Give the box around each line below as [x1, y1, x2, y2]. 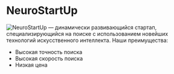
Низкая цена [14, 61, 48, 69]
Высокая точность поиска [14, 48, 83, 55]
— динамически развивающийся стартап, [48, 24, 157, 31]
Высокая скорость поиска [14, 55, 83, 62]
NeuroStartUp [6, 4, 78, 18]
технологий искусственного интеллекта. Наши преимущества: [6, 36, 169, 44]
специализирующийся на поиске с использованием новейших [6, 30, 169, 37]
